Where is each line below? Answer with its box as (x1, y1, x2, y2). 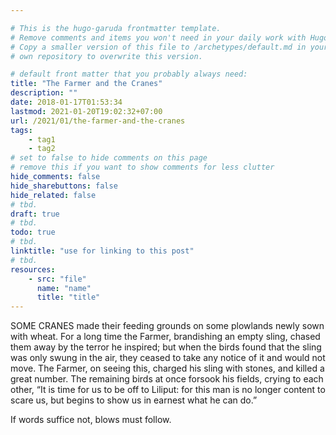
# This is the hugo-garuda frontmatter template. (10, 23, 222, 33)
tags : (10, 125, 33, 135)
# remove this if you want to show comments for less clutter (10, 162, 275, 173)
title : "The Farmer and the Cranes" (10, 79, 163, 89)
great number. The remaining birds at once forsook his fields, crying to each (10, 373, 324, 385)
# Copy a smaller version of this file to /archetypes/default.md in (10, 42, 307, 52)
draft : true (10, 209, 60, 219)
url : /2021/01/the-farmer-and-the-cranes (10, 116, 186, 126)
